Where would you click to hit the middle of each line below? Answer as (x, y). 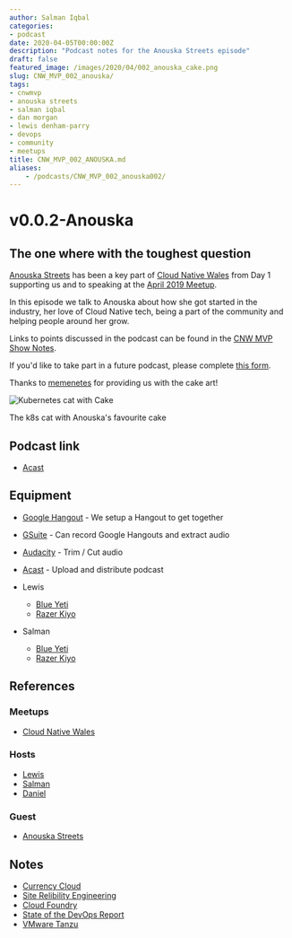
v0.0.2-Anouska (72, 220)
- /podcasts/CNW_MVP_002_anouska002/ (96, 176)
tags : (19, 84)
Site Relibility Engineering (69, 895)
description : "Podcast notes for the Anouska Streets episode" (130, 51)
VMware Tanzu (50, 924)
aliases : (26, 168)
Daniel (34, 793)
